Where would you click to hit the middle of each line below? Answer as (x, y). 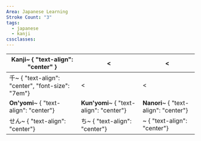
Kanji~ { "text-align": (42, 59)
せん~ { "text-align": (38, 121)
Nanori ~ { (156, 103)
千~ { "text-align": (35, 78)
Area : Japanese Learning (37, 12)
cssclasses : (21, 39)
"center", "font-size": (39, 86)
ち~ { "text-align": (106, 121)
